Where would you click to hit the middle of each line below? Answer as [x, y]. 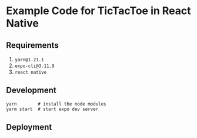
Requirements [32, 45]
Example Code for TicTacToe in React [98, 11]
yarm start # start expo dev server [52, 109]
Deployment [29, 127]
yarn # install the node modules [56, 104]
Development [31, 91]
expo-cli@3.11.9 [34, 66]
